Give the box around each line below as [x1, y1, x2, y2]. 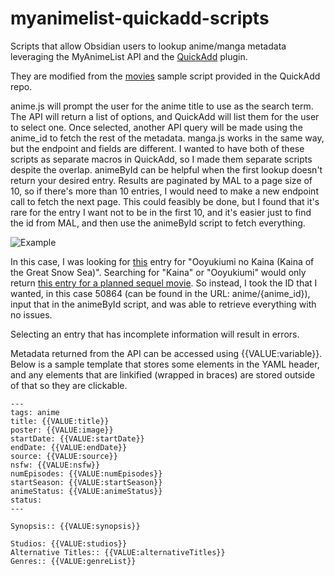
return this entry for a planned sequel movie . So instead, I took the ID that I [10, 277, 318, 289]
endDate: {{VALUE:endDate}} [10, 442, 128, 452]
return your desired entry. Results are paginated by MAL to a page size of [10, 174, 313, 186]
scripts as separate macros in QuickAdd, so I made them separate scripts [10, 153, 313, 165]
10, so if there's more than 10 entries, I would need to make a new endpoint [10, 185, 319, 197]
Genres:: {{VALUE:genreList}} [10, 556, 137, 566]
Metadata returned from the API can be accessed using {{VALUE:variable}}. [10, 347, 323, 359]
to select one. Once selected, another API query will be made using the [10, 121, 303, 133]
